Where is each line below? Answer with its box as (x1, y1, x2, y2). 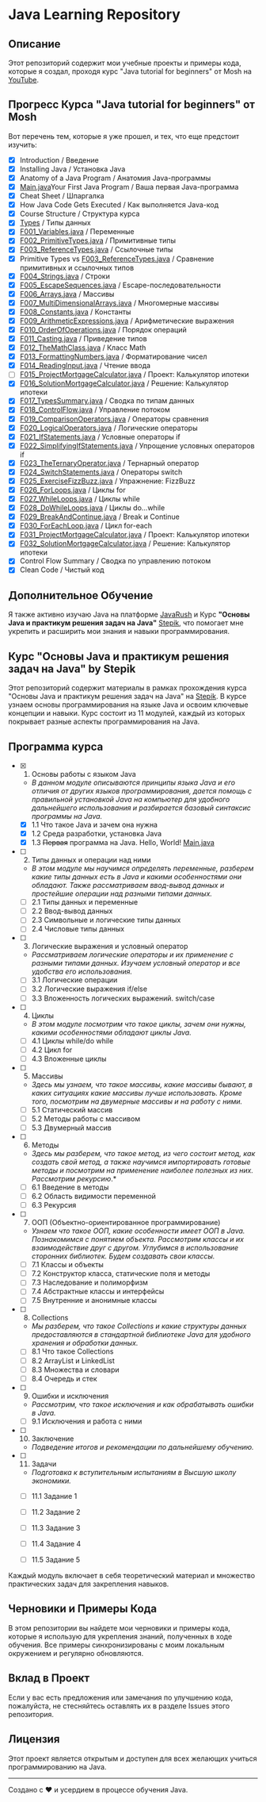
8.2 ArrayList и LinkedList (31, 1355, 115, 1366)
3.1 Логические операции (31, 975, 118, 985)
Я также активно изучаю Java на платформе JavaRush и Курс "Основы (8, 609, 250, 620)
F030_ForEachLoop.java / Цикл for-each (19, 521, 153, 531)
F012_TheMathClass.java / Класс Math (19, 343, 146, 352)
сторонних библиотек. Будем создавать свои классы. (31, 1251, 215, 1261)
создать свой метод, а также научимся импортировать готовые (31, 1157, 251, 1166)
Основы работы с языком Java (31, 769, 136, 778)
